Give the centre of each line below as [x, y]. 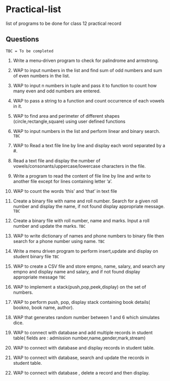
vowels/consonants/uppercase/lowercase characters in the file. [79, 166]
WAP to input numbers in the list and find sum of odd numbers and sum [88, 70]
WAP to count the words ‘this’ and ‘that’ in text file [65, 191]
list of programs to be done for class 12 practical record [64, 23]
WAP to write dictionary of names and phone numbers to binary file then [88, 236]
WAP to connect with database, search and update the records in [81, 357]
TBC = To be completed [30, 51]
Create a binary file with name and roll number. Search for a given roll [86, 201]
